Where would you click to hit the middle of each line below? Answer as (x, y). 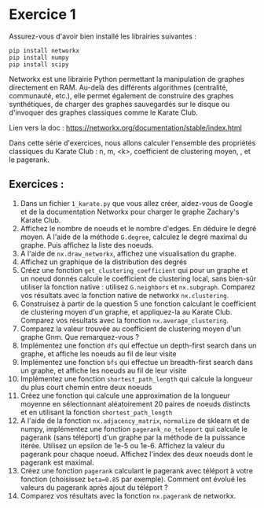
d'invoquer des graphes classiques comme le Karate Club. (104, 112)
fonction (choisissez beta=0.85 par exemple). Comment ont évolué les (133, 479)
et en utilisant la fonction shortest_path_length (96, 412)
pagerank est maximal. (57, 462)
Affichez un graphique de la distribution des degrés (103, 262)
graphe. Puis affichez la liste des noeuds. (87, 245)
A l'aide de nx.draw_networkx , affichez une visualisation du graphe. (128, 253)
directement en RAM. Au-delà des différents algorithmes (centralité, (119, 87)
